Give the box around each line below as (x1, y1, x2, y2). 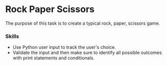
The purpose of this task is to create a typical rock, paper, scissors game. (5, 20, 160, 26)
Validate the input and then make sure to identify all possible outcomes (12, 49, 162, 56)
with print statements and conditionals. (12, 55, 95, 61)
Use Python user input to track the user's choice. (12, 44, 116, 50)
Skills (5, 33, 19, 40)
